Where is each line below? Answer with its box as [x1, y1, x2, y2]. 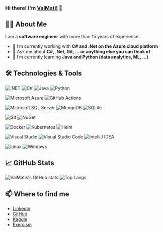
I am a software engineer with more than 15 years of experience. [5, 33, 140, 39]
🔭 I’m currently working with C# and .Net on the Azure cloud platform [12, 43, 158, 49]
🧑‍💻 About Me [5, 20, 47, 29]
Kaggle [12, 216, 28, 222]
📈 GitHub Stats [5, 159, 54, 167]
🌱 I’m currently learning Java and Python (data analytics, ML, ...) [12, 54, 148, 60]
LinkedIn [12, 206, 31, 212]
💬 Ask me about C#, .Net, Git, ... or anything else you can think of [12, 48, 151, 54]
